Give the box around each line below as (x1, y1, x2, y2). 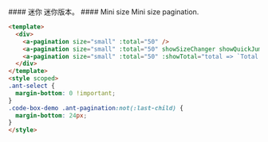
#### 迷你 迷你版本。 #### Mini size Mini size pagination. (8, 7, 199, 17)
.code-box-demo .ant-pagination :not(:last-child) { (8, 104, 183, 112)
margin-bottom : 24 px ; (15, 111, 88, 120)
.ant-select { (8, 82, 56, 90)
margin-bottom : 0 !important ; (15, 89, 116, 97)
